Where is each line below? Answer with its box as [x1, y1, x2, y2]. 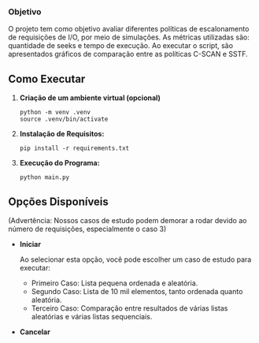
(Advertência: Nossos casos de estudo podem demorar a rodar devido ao [8, 215, 247, 225]
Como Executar [8, 72, 86, 85]
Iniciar [19, 239, 42, 248]
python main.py [19, 173, 70, 181]
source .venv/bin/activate [19, 115, 109, 124]
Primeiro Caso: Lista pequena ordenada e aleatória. [31, 278, 198, 288]
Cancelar [19, 326, 51, 337]
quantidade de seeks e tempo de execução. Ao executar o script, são [8, 41, 234, 50]
